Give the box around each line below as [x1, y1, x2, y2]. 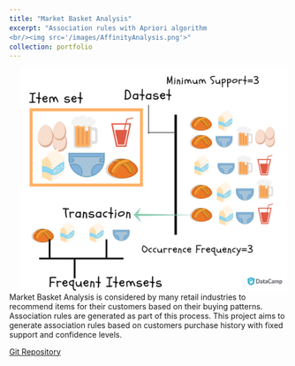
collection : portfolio [9, 42, 93, 51]
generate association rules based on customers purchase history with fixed [9, 319, 284, 331]
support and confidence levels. [9, 329, 123, 339]
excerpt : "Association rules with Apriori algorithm [9, 23, 208, 33]
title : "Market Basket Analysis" [9, 14, 132, 23]
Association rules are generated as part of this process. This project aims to [9, 310, 285, 321]
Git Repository [9, 346, 62, 357]
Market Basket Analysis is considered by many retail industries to [9, 292, 246, 302]
